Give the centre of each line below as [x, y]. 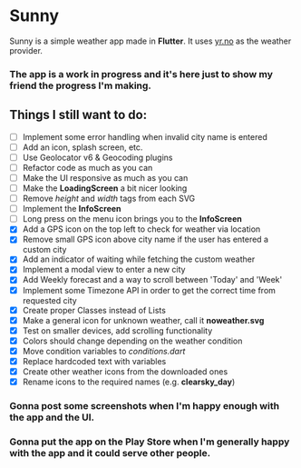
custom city [44, 250]
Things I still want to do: [78, 115]
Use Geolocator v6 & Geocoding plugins [97, 157]
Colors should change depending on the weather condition [132, 341]
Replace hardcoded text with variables [94, 361]
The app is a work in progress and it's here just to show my [141, 74]
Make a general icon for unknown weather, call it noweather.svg [143, 320]
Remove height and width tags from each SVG [109, 199]
